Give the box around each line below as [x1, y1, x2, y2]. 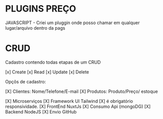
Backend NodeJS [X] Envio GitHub [5, 108, 77, 114]
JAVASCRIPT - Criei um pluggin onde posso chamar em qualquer [5, 20, 140, 26]
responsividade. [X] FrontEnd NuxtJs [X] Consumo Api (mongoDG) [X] [5, 103, 151, 109]
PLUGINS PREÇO [5, 3, 76, 15]
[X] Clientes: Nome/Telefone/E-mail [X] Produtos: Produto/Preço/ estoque [5, 88, 158, 94]
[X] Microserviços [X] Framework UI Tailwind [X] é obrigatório [5, 98, 133, 104]
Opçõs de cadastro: [5, 78, 46, 84]
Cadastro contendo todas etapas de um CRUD [5, 59, 101, 65]
